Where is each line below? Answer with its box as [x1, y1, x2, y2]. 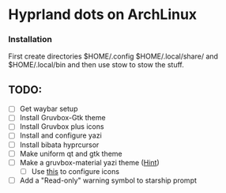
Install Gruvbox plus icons [19, 122, 104, 131]
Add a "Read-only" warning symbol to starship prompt [19, 176, 198, 185]
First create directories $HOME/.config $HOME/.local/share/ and [8, 51, 219, 61]
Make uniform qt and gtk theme [19, 149, 122, 158]
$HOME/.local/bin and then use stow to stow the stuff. [8, 60, 184, 70]
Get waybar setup [19, 104, 78, 114]
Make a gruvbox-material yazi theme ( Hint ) [19, 157, 160, 167]
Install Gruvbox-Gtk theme [19, 113, 106, 123]
